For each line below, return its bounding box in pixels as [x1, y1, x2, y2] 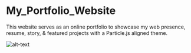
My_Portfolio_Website [6, 4, 116, 17]
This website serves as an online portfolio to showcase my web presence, [6, 23, 186, 30]
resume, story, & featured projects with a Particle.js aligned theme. [6, 29, 168, 36]
